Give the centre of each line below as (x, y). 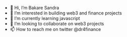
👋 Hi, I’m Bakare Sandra (35, 8)
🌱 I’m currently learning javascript (45, 18)
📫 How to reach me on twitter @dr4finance (55, 29)
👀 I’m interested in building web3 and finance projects (66, 13)
